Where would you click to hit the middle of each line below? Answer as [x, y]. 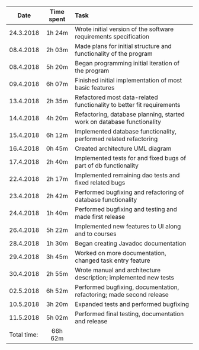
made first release [100, 217]
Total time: [24, 335]
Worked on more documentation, [121, 253]
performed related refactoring [116, 139]
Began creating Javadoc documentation [131, 244]
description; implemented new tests [125, 277]
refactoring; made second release [122, 295]
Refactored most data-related [116, 97]
